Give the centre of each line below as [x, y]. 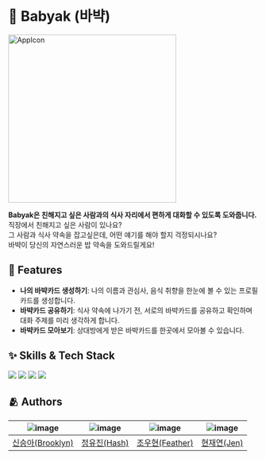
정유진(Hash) [105, 443]
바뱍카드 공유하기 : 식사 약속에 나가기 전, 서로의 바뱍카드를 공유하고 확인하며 [136, 310]
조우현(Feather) [165, 443]
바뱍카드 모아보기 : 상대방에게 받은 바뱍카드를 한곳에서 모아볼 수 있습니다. [132, 330]
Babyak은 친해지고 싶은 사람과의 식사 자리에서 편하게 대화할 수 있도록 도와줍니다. [133, 215]
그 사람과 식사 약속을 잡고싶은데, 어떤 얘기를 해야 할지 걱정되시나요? [113, 235]
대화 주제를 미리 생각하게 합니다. [69, 320]
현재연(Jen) [222, 443]
